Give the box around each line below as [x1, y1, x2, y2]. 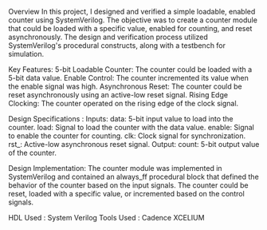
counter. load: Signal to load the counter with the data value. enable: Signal [8, 123, 255, 132]
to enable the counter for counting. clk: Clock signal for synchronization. [8, 131, 245, 141]
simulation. [8, 50, 45, 58]
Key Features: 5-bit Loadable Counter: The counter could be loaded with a [8, 65, 253, 74]
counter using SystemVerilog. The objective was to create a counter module [8, 15, 257, 25]
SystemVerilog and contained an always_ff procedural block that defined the [8, 172, 259, 181]
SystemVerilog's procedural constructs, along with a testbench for [8, 41, 226, 50]
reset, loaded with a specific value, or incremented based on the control [8, 189, 245, 198]
